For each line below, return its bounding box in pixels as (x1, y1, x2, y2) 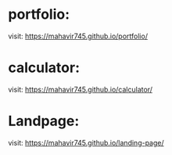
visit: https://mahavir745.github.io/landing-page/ (8, 138, 164, 147)
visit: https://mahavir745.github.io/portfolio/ (8, 31, 149, 41)
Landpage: (8, 112, 80, 130)
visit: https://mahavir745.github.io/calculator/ (8, 85, 152, 94)
